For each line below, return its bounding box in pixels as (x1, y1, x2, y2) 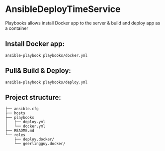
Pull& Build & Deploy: (5, 66, 71, 75)
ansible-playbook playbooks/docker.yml (5, 53, 88, 58)
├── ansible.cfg (5, 106, 39, 112)
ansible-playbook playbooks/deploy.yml (5, 80, 88, 85)
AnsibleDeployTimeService (5, 3, 121, 15)
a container (5, 25, 29, 31)
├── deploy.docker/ (14, 137, 55, 142)
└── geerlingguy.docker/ (14, 141, 66, 147)
